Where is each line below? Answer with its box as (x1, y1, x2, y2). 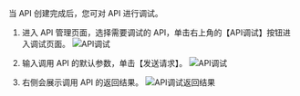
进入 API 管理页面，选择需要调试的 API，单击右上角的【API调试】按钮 (21, 27, 284, 38)
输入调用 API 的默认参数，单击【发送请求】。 (21, 58, 188, 68)
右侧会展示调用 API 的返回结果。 (21, 77, 144, 88)
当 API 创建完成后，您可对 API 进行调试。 (8, 8, 163, 18)
